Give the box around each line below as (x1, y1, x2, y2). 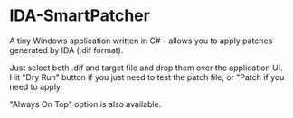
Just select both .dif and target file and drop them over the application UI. (9, 62, 283, 73)
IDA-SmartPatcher (9, 5, 151, 26)
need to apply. (9, 81, 63, 92)
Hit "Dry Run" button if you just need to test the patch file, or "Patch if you (9, 71, 285, 82)
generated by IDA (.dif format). (9, 44, 124, 55)
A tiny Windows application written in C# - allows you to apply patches (9, 35, 273, 46)
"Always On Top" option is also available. (9, 98, 162, 109)
